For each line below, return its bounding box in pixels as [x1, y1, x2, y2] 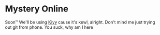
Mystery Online [5, 3, 69, 14]
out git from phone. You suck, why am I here [5, 24, 93, 30]
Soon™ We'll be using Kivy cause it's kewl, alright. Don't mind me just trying [5, 19, 156, 25]
